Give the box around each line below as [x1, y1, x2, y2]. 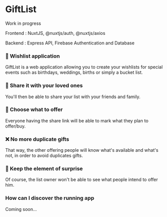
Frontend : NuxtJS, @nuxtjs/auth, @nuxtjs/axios [5, 30, 105, 36]
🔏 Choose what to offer [5, 106, 63, 113]
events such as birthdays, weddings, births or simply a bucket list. [5, 69, 143, 75]
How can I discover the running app [5, 195, 95, 202]
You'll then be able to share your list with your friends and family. [5, 94, 141, 100]
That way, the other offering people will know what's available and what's [5, 147, 158, 153]
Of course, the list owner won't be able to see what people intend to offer [5, 177, 158, 183]
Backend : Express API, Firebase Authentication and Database [5, 39, 135, 46]
